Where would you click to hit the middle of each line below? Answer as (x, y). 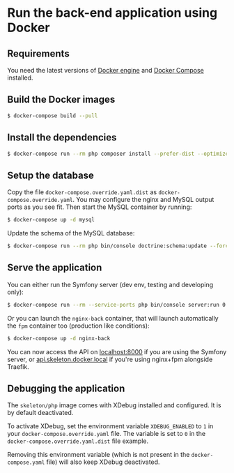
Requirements (38, 53)
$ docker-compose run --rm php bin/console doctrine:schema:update (107, 246)
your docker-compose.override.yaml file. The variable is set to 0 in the (107, 434)
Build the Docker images (61, 100)
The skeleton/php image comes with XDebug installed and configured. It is (114, 405)
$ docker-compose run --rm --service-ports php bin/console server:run (113, 305)
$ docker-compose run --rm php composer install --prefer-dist (101, 154)
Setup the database (50, 175)
